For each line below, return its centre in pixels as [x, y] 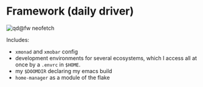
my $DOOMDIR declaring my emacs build [64, 71]
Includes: [18, 40]
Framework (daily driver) [70, 11]
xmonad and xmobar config [46, 51]
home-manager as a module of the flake [63, 77]
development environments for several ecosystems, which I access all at [106, 58]
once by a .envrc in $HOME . [48, 64]
